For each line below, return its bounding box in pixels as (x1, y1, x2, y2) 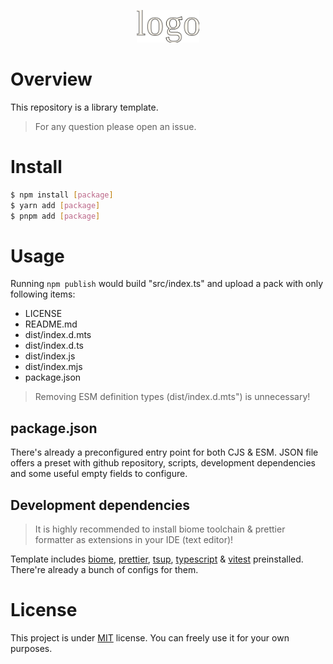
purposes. (10, 642, 53, 654)
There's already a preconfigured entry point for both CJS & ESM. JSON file (10, 446, 319, 459)
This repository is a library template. (10, 101, 159, 113)
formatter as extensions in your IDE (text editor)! (34, 533, 234, 545)
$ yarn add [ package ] (10, 200, 101, 210)
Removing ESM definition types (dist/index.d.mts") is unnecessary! (34, 391, 311, 403)
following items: (10, 288, 76, 300)
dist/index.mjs (24, 361, 83, 373)
